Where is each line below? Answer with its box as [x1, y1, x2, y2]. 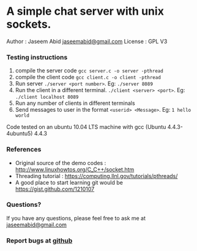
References [6, 145, 42, 154]
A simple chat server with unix [6, 4, 164, 18]
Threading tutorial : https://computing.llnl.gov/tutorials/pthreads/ [15, 172, 178, 179]
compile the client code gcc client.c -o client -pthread [15, 74, 161, 81]
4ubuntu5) [6, 130, 33, 137]
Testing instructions [6, 53, 68, 61]
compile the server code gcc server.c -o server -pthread [15, 67, 163, 74]
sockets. [6, 17, 51, 31]
